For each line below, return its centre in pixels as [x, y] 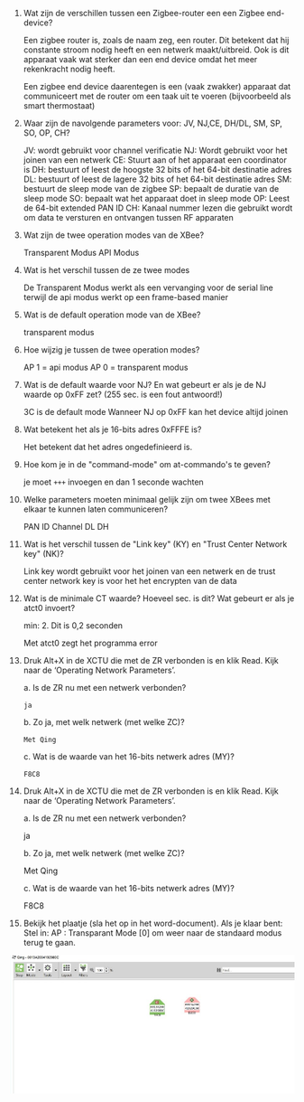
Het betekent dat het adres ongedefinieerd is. [108, 447]
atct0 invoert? [49, 608]
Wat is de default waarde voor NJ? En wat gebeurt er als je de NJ [145, 385]
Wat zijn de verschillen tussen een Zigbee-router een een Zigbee [144, 13]
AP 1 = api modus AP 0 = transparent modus [106, 367]
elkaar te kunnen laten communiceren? [96, 509]
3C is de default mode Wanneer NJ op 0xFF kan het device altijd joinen [156, 412]
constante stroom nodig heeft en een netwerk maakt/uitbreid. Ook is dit [156, 50]
